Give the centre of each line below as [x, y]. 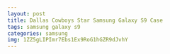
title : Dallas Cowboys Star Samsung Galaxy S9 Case [85, 20]
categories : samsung [38, 33]
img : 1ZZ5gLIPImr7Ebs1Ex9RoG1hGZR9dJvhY [68, 40]
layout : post [27, 14]
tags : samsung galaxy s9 [44, 27]
